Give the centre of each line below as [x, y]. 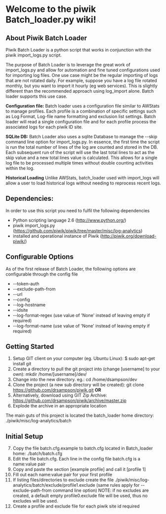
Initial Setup [24, 436]
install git [22, 364]
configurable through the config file [42, 274]
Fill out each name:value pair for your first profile [62, 475]
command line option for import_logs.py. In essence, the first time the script [83, 142]
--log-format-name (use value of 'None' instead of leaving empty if [81, 326]
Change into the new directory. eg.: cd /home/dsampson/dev [75, 380]
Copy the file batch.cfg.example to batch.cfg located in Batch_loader [83, 448]
